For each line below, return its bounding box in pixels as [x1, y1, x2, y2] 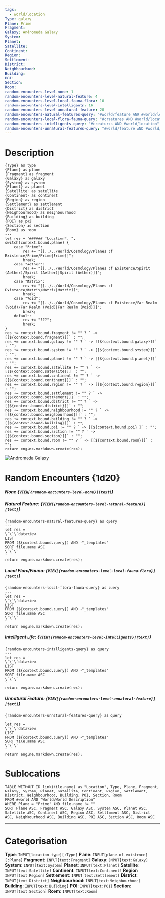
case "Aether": [14, 262, 45, 267]
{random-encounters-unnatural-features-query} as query [5, 713, 122, 718]
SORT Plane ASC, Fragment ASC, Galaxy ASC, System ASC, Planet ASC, [5, 806, 148, 811]
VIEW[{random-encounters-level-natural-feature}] [42, 502, 146, 507]
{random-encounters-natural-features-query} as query [5, 519, 118, 524]
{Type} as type [5, 163, 36, 168]
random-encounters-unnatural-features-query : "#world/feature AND [5, 126, 144, 131]
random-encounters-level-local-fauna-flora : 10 [5, 99, 105, 104]
